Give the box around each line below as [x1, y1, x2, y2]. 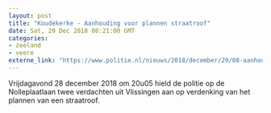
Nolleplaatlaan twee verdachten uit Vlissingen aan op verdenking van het [8, 87, 251, 96]
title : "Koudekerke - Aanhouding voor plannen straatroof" [8, 19, 211, 27]
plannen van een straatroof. [8, 95, 100, 105]
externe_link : [8, 57, 56, 65]
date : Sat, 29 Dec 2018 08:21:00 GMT [8, 26, 135, 34]
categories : [8, 34, 48, 42]
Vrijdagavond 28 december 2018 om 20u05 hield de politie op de [8, 78, 225, 88]
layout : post [8, 11, 52, 20]
